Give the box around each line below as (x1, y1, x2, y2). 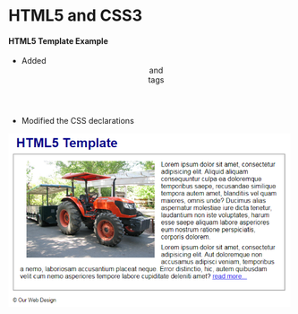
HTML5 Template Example (8, 35, 109, 46)
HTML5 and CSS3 (8, 5, 142, 26)
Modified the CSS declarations (21, 116, 135, 126)
